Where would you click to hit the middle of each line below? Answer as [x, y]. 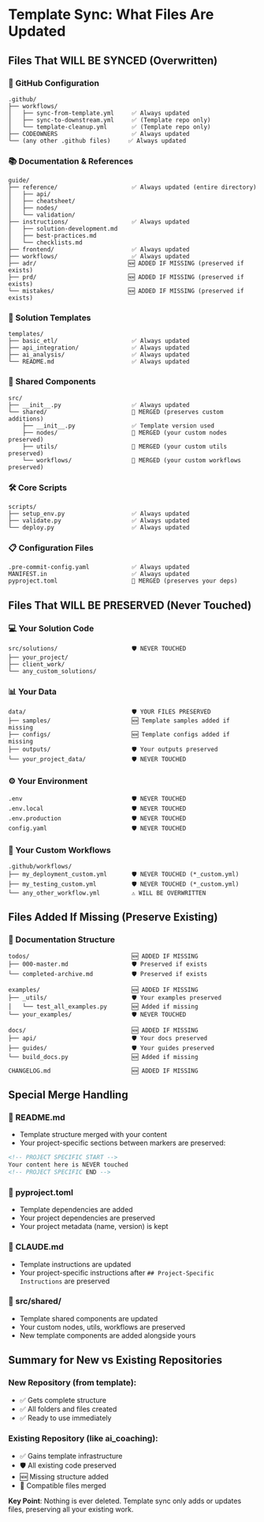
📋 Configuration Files [51, 548]
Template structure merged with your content [93, 1135]
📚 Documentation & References [71, 161]
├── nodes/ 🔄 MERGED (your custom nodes [125, 432]
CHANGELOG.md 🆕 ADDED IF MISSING [103, 1071]
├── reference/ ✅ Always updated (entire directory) [133, 187]
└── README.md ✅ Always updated [99, 362]
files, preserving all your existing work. [71, 1509]
